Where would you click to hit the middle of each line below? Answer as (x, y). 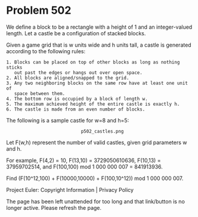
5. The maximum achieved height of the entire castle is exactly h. (93, 104)
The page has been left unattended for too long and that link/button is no (95, 201)
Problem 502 (39, 10)
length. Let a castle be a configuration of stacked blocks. (76, 33)
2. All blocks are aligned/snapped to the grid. (68, 78)
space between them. (40, 93)
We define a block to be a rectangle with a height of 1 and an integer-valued (99, 27)
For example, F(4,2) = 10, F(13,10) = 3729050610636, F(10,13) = (83, 160)
